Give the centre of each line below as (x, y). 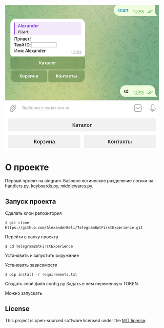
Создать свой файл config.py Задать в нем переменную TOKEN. (72, 284)
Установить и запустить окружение (42, 255)
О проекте (27, 167)
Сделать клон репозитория (33, 213)
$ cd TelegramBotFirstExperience (39, 247)
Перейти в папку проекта (32, 237)
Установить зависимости (31, 265)
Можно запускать (24, 293)
